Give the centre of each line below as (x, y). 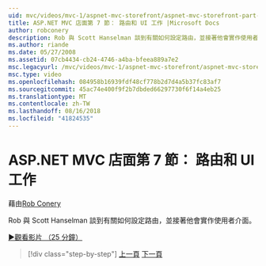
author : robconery (38, 30)
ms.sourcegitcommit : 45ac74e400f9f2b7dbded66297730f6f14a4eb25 (115, 89)
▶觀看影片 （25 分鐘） (46, 237)
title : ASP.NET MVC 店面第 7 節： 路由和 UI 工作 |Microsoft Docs (114, 23)
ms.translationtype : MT (47, 97)
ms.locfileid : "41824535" (51, 119)
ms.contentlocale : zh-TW (49, 104)
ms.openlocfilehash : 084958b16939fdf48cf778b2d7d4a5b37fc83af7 (115, 82)
